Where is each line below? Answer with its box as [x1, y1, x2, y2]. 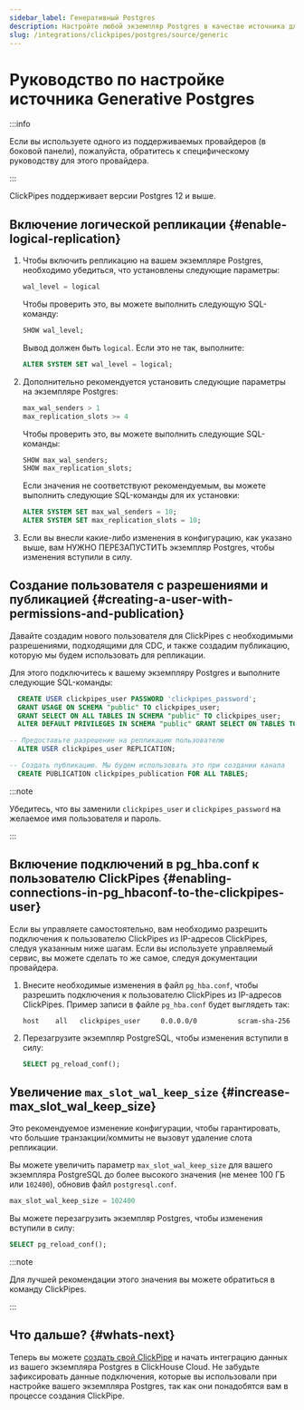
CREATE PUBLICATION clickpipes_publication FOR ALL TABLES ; [17, 769, 249, 778]
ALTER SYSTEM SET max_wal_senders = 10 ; [22, 507, 177, 517]
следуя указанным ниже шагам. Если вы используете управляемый [9, 943, 273, 954]
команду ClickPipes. [9, 1284, 87, 1295]
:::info [9, 119, 31, 130]
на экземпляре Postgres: [22, 386, 119, 397]
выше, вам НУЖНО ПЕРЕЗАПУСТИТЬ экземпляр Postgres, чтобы [22, 542, 275, 553]
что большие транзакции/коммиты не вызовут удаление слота [9, 1132, 253, 1143]
